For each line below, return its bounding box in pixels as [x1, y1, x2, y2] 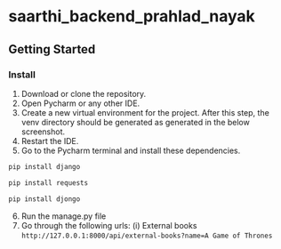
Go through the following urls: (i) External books [20, 220, 197, 230]
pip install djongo [8, 194, 81, 204]
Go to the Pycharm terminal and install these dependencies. [20, 145, 241, 156]
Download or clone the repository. [20, 88, 147, 99]
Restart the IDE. [20, 135, 79, 146]
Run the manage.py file [20, 211, 107, 221]
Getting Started [8, 42, 96, 57]
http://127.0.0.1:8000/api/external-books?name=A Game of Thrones [20, 231, 273, 240]
